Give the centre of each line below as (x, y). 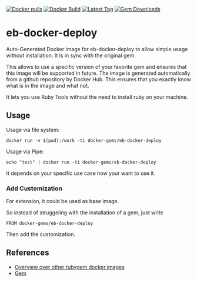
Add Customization (34, 188)
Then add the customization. (41, 234)
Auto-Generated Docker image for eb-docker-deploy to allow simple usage (97, 49)
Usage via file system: (33, 130)
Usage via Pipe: (25, 151)
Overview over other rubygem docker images (69, 267)
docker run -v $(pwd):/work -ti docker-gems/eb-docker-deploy (84, 140)
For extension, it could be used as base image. (63, 201)
